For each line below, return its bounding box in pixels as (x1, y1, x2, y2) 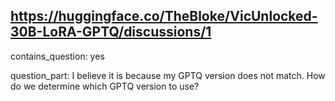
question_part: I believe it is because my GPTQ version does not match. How (10, 69, 326, 81)
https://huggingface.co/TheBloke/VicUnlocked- (10, 8, 318, 25)
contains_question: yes (10, 50, 105, 62)
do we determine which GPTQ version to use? (10, 80, 200, 92)
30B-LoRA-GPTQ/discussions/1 (10, 24, 212, 41)
